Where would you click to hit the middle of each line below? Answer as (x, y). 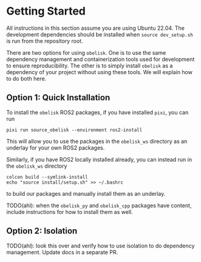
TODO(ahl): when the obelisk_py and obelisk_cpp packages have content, (99, 205)
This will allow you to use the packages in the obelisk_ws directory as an (97, 141)
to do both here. (26, 78)
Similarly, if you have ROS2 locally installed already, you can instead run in (99, 159)
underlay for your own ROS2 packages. (56, 148)
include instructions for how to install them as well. (70, 212)
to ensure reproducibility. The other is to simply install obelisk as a (90, 66)
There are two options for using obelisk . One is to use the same (86, 52)
